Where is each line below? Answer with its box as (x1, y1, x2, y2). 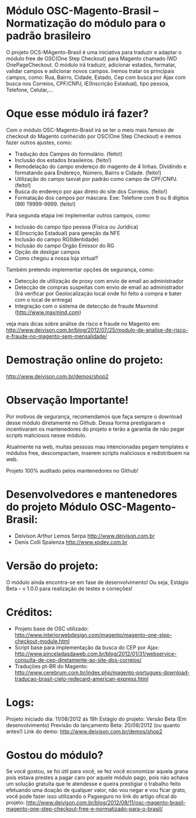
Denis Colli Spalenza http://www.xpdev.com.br (14, 538, 128, 546)
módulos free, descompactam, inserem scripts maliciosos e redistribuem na (6, 449, 190, 456)
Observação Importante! (6, 394, 129, 407)
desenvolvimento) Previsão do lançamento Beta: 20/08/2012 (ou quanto (6, 721, 180, 728)
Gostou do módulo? (6, 748, 104, 761)
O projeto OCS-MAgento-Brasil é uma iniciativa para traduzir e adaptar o (6, 48, 182, 55)
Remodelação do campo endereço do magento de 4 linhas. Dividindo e (14, 163, 187, 170)
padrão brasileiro (6, 29, 91, 42)
